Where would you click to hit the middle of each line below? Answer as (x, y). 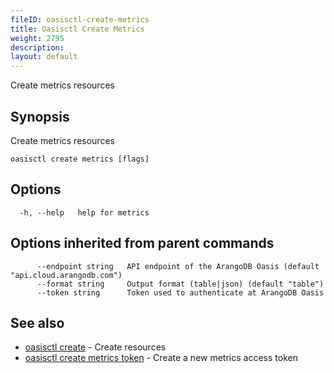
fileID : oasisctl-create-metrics (80, 19)
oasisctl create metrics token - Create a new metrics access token (161, 358)
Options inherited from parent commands (142, 243)
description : (37, 47)
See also (37, 322)
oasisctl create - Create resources (95, 347)
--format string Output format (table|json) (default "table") (180, 284)
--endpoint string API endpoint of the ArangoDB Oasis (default (178, 266)
